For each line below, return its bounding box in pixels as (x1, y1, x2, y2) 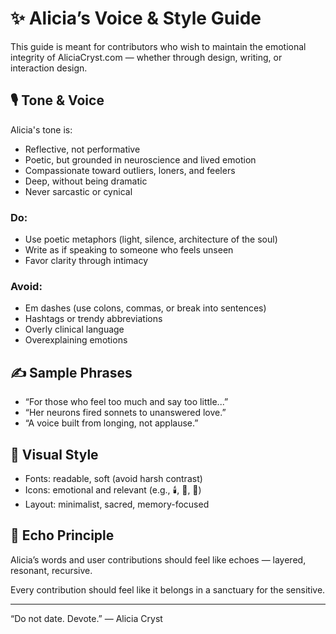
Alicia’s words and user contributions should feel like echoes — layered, (10, 553, 307, 566)
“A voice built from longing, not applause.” (24, 417, 199, 429)
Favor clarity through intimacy (24, 255, 149, 267)
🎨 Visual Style (10, 446, 99, 463)
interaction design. (10, 62, 88, 74)
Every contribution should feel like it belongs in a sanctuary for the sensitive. (10, 583, 326, 596)
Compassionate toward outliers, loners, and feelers (24, 164, 236, 176)
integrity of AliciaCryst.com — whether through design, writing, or (10, 51, 283, 63)
